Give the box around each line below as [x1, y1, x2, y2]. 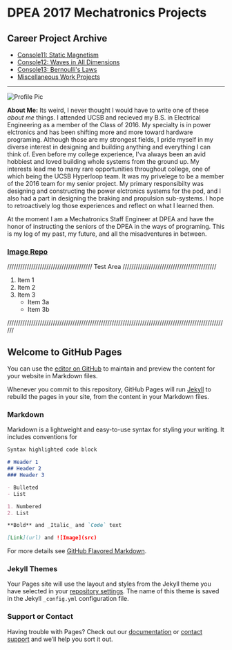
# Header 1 [7, 458, 39, 466]
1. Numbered [7, 503, 41, 510]
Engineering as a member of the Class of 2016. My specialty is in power [7, 121, 211, 129]
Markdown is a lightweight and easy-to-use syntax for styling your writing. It [7, 425, 224, 434]
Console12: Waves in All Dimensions [17, 58, 120, 66]
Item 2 [17, 284, 36, 292]
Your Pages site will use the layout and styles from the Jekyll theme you [7, 579, 212, 588]
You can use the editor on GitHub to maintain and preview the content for [7, 364, 215, 373]
